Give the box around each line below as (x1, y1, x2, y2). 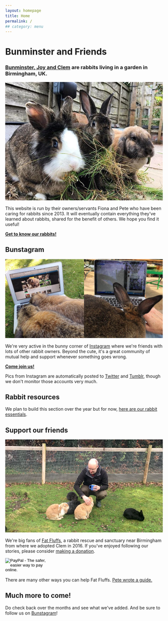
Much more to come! (5, 591, 71, 600)
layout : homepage (5, 8, 41, 13)
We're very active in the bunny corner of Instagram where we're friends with (5, 343, 162, 349)
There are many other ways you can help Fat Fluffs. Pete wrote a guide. (5, 576, 152, 583)
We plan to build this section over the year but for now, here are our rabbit (5, 406, 157, 412)
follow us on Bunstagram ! (5, 610, 58, 616)
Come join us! (5, 363, 34, 369)
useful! (5, 221, 19, 227)
